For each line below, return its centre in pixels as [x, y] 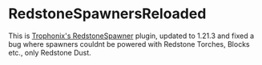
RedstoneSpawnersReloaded [107, 14]
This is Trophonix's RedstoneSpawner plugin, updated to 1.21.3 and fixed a [131, 36]
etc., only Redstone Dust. [50, 52]
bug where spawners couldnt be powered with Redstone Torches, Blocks [129, 44]
